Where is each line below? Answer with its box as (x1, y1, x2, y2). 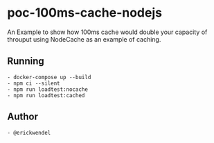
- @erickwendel (7, 129, 51, 136)
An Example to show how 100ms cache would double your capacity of (7, 28, 208, 36)
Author (7, 111, 38, 123)
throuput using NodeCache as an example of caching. (7, 35, 161, 43)
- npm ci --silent (7, 80, 60, 87)
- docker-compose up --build (7, 74, 91, 81)
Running (7, 56, 45, 67)
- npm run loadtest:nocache (7, 85, 89, 93)
